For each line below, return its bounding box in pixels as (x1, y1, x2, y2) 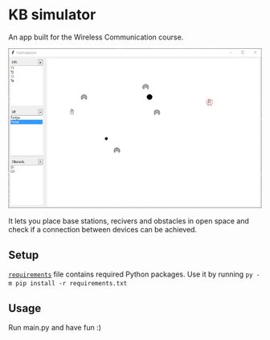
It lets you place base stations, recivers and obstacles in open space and (8, 216, 249, 226)
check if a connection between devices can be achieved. (8, 225, 198, 235)
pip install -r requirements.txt (15, 280, 128, 288)
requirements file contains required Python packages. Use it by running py (8, 269, 253, 279)
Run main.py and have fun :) (8, 323, 102, 333)
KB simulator (8, 6, 96, 24)
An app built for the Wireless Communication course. (8, 32, 184, 42)
